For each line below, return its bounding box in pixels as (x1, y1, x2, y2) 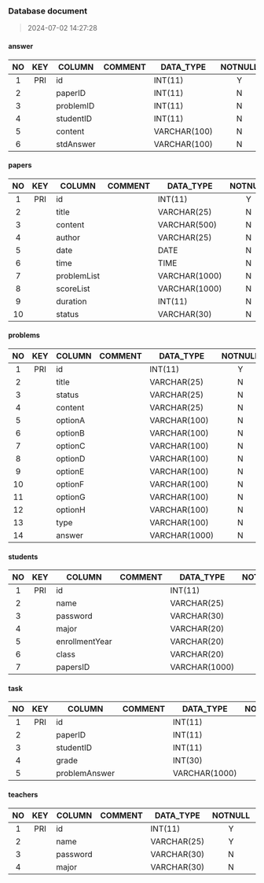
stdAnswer (56, 138, 96, 149)
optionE (56, 465, 85, 476)
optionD (56, 453, 86, 464)
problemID (56, 100, 95, 111)
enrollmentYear (56, 636, 112, 647)
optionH (56, 504, 86, 515)
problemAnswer (56, 768, 115, 779)
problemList (56, 270, 101, 281)
